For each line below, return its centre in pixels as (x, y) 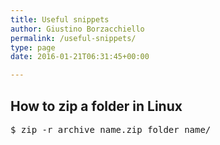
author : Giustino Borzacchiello (77, 29)
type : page (33, 47)
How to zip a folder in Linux (96, 106)
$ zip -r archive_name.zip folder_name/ (111, 129)
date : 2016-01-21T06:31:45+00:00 (80, 57)
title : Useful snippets (60, 19)
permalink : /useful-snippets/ (73, 38)
